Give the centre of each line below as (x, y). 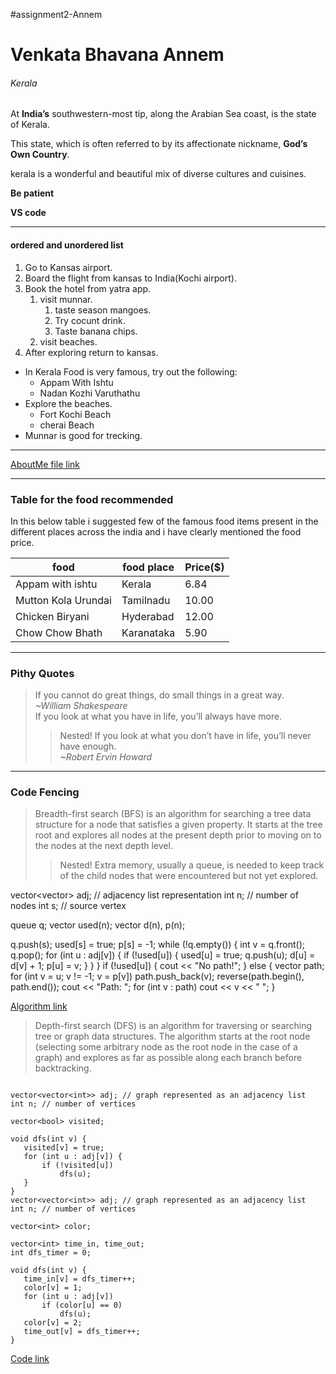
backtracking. (63, 1068)
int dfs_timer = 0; (51, 1253)
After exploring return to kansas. (91, 352)
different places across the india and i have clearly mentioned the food (156, 531)
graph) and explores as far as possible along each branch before (168, 1058)
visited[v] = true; (64, 1148)
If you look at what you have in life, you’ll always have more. (158, 716)
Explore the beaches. (68, 403)
